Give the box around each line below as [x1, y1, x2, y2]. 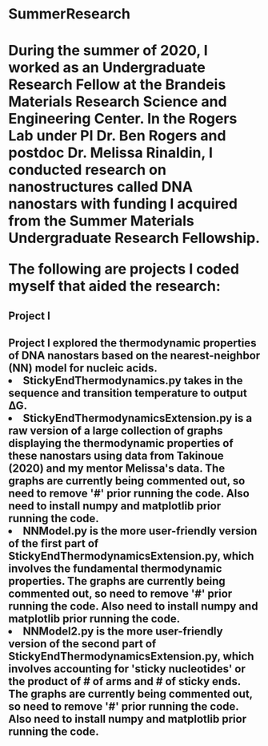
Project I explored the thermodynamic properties [8, 336, 257, 350]
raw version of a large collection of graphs [8, 424, 223, 438]
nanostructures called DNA [8, 178, 194, 197]
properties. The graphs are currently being [8, 574, 226, 588]
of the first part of [8, 537, 99, 550]
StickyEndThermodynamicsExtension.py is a [22, 412, 253, 425]
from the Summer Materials [8, 212, 194, 230]
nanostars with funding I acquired [8, 195, 238, 213]
